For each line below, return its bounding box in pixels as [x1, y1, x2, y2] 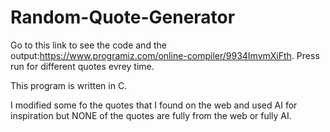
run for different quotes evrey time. [10, 60, 155, 72]
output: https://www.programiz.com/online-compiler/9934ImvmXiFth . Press [10, 49, 320, 61]
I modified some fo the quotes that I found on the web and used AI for [10, 99, 298, 111]
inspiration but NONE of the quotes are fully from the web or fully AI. [10, 109, 292, 121]
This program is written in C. [10, 79, 128, 91]
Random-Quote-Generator [10, 6, 236, 29]
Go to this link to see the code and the [10, 39, 167, 51]
